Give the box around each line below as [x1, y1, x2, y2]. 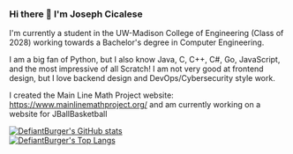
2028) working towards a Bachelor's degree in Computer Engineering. [9, 37, 265, 48]
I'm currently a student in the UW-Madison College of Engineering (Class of [9, 28, 284, 39]
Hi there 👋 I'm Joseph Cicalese [9, 8, 143, 20]
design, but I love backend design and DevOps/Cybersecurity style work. [9, 73, 275, 84]
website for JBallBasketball [9, 109, 108, 120]
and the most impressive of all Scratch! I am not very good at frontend [9, 63, 264, 74]
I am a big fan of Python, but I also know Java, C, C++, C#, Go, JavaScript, [9, 55, 281, 65]
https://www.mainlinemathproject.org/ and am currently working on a [9, 99, 261, 110]
